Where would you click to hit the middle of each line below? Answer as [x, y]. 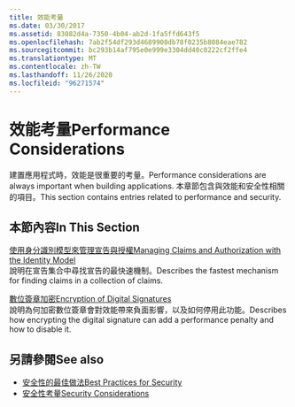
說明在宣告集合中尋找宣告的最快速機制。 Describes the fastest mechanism [144, 271]
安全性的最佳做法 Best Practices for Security [102, 382]
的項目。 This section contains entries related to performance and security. [145, 196]
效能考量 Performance [90, 130]
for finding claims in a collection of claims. [86, 280]
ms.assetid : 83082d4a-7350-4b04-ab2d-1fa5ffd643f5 [105, 34]
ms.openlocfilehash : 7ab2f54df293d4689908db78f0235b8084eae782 [128, 42]
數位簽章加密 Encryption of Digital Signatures [90, 299]
